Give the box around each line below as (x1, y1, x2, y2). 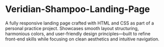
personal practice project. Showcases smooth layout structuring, (5, 25, 139, 31)
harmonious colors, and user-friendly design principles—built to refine (5, 30, 150, 36)
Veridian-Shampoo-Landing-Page (5, 3, 150, 15)
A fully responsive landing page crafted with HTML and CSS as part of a (5, 20, 154, 26)
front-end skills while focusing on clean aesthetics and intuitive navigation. (5, 36, 159, 42)
